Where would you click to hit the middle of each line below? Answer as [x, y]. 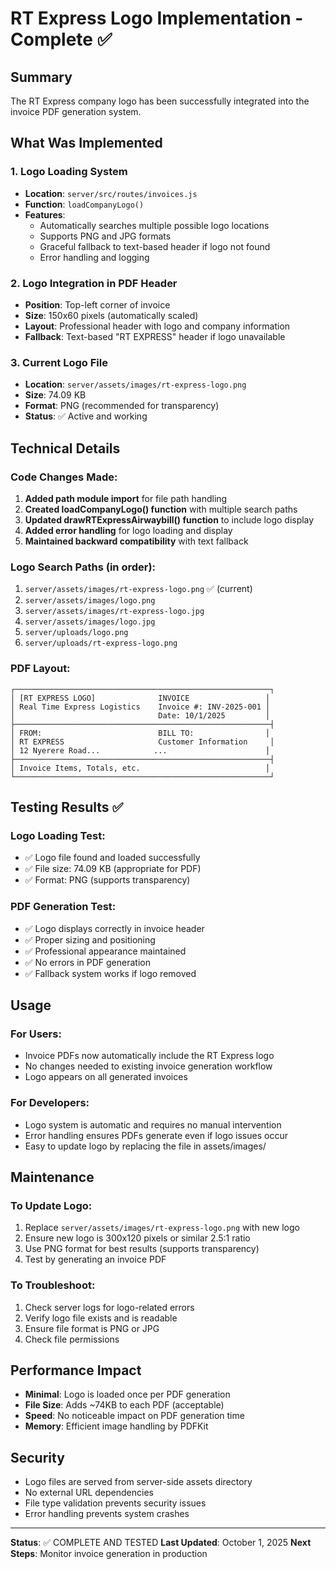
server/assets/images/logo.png [90, 601]
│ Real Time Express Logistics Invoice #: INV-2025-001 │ [140, 707]
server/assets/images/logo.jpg [90, 622]
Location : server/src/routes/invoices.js [111, 193]
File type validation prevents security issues [115, 1503]
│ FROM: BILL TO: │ [140, 733]
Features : [45, 214]
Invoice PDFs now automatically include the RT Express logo [149, 1056]
